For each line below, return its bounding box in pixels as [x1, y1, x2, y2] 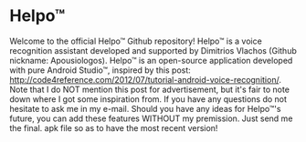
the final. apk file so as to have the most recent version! [9, 122, 218, 133]
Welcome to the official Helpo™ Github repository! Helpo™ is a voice [9, 35, 262, 46]
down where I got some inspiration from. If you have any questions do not [9, 93, 288, 105]
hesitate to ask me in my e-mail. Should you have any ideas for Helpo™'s [9, 103, 281, 114]
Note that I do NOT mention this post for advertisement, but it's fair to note [9, 84, 290, 95]
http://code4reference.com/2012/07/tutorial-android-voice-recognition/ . [9, 74, 281, 85]
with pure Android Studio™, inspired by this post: [9, 65, 192, 76]
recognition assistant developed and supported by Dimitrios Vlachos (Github [9, 45, 297, 56]
